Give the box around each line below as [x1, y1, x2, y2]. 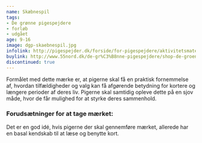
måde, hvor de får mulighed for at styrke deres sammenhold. [6, 94, 157, 102]
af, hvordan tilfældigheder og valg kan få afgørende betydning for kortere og [6, 82, 195, 89]
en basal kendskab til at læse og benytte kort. [6, 130, 119, 137]
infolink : [6, 48, 31, 54]
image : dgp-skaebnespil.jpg [6, 43, 77, 49]
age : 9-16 [6, 37, 31, 43]
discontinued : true [6, 59, 55, 65]
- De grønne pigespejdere [6, 20, 71, 26]
